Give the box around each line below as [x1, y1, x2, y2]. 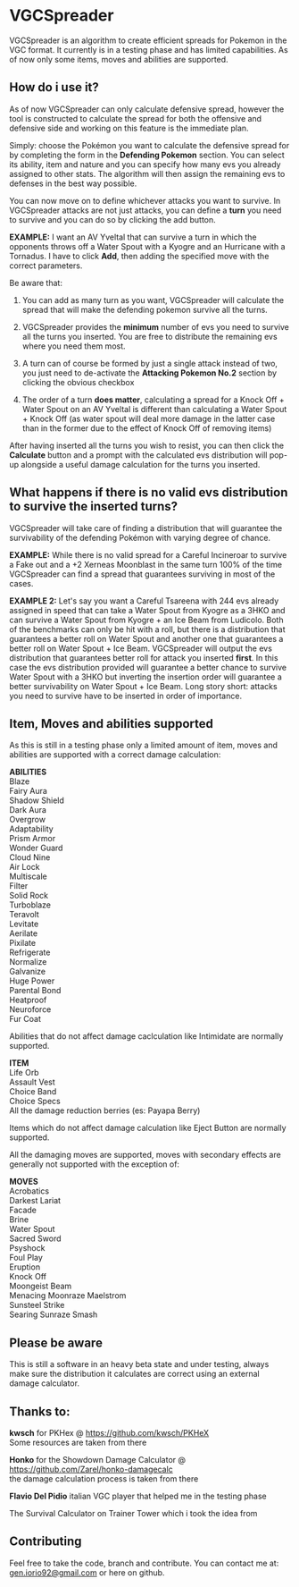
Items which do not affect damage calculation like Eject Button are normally [9, 1123, 287, 1134]
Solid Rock [9, 891, 49, 901]
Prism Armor [9, 833, 56, 844]
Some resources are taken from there [9, 1437, 147, 1448]
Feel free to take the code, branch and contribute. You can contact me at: [9, 1557, 279, 1568]
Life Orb [9, 1068, 39, 1078]
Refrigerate [9, 947, 51, 958]
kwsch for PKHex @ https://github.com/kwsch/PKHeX [9, 1428, 210, 1438]
